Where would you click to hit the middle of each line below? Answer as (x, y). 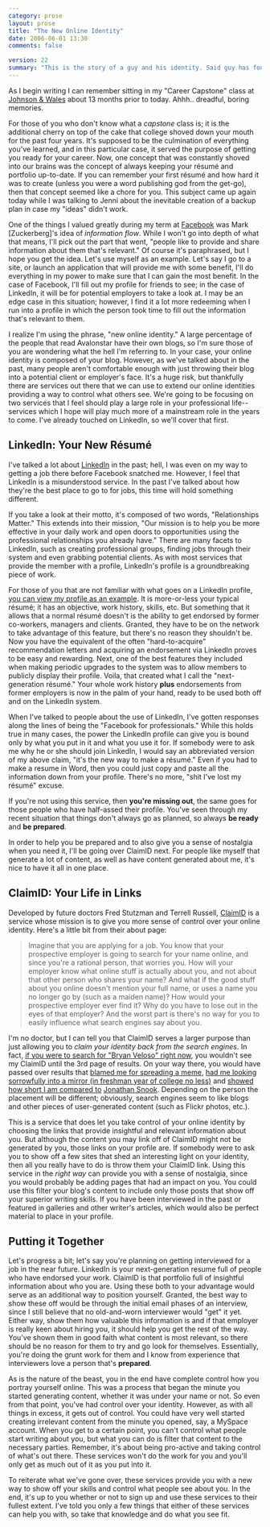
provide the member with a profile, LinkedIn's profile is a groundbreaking (129, 565)
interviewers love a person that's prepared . (80, 1364)
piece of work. (32, 574)
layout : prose (32, 23)
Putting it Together (56, 1241)
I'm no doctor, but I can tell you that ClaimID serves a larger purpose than (129, 1038)
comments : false (35, 46)
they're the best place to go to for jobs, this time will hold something (121, 490)
